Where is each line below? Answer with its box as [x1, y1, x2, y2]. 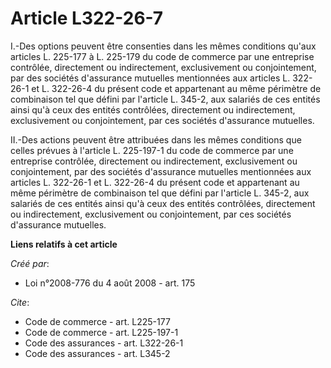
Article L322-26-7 [10, 7, 164, 30]
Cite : [10, 296, 30, 308]
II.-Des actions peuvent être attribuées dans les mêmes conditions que [10, 133, 302, 146]
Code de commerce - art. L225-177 [24, 315, 171, 327]
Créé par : [10, 257, 50, 269]
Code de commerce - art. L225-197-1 [24, 326, 179, 338]
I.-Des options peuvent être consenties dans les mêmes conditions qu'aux [10, 40, 317, 52]
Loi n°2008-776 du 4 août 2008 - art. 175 [24, 277, 196, 289]
